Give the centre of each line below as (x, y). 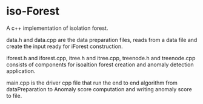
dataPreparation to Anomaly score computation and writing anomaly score (99, 89)
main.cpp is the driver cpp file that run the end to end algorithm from (92, 83)
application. (21, 71)
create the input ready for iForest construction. (65, 46)
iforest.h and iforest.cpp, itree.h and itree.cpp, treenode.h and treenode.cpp (101, 58)
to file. (14, 95)
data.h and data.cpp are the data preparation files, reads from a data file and (102, 40)
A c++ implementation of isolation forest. (57, 28)
